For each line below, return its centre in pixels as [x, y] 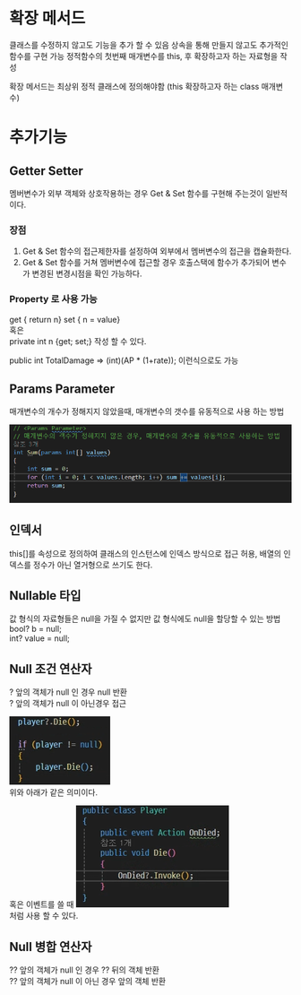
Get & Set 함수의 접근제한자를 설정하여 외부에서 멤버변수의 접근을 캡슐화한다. [157, 251]
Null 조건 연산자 [51, 669]
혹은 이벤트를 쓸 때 [42, 904]
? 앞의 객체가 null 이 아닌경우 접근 [68, 704]
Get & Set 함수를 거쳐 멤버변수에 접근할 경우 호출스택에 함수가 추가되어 [146, 263]
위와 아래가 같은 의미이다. [54, 792]
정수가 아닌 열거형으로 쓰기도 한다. [93, 565]
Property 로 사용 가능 [54, 299]
